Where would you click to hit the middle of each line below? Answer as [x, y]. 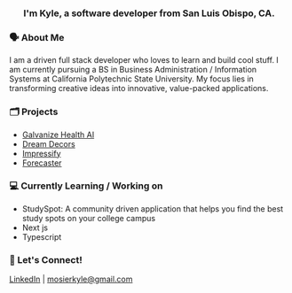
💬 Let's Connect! [46, 259]
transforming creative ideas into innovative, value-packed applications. [139, 89]
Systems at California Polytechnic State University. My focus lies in [132, 79]
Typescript [42, 236]
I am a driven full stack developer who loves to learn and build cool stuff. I [144, 60]
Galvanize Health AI [58, 135]
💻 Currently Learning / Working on [86, 186]
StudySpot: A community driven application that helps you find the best [153, 208]
